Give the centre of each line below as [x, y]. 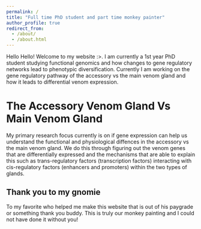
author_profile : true [33, 23]
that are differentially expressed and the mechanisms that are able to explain [101, 154]
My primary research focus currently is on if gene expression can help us [97, 135]
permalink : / [22, 12]
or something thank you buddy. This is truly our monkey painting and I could [100, 213]
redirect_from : [25, 28]
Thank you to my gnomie [53, 192]
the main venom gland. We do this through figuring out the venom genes [96, 148]
